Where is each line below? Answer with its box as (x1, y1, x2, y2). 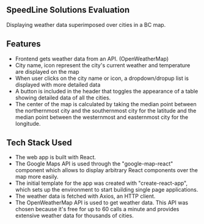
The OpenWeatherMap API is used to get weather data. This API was (15, 199, 188, 206)
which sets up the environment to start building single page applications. (15, 186, 199, 193)
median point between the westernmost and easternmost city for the (15, 113, 188, 121)
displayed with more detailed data (15, 81, 101, 88)
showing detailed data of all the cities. (15, 94, 111, 101)
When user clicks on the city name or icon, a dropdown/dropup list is (15, 74, 189, 82)
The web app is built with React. (15, 154, 97, 161)
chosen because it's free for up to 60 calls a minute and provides (15, 206, 180, 213)
